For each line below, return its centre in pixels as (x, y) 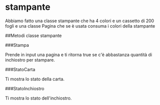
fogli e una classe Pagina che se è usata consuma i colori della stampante (80, 26)
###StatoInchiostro (25, 88)
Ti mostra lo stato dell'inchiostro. (39, 98)
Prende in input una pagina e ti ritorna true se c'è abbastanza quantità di (79, 54)
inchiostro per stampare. (30, 60)
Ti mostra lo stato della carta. (35, 79)
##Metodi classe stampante (34, 35)
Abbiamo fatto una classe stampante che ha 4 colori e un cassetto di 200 (80, 21)
